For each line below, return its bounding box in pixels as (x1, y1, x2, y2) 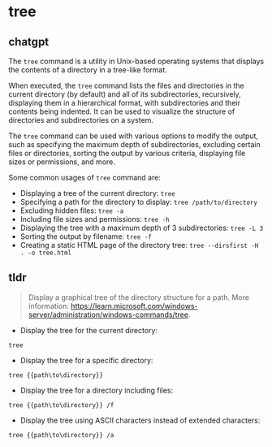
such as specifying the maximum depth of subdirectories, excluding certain (8, 140, 261, 149)
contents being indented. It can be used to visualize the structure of (8, 106, 235, 116)
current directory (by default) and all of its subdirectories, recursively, (8, 89, 241, 99)
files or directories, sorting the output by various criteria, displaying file (8, 149, 246, 158)
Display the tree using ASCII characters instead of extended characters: (19, 415, 261, 425)
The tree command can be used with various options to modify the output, (8, 131, 258, 141)
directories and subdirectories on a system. (8, 115, 154, 124)
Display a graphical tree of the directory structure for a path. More (28, 292, 250, 302)
